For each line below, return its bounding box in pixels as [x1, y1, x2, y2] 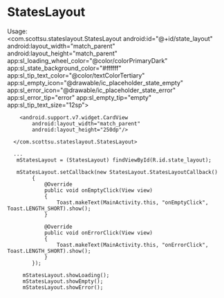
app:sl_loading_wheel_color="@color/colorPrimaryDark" [7, 56, 168, 64]
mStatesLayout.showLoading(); [22, 272, 110, 279]
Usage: [7, 27, 28, 35]
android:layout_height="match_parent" [7, 49, 118, 58]
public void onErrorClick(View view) [44, 229, 153, 236]
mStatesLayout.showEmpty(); [22, 278, 104, 285]
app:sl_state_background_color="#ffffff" [7, 64, 122, 72]
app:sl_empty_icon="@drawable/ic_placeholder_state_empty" [7, 78, 184, 87]
